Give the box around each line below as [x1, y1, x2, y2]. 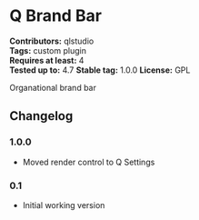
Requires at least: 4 [9, 55, 85, 65]
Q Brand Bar [9, 5, 103, 26]
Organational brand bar [9, 82, 97, 93]
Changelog [9, 108, 74, 124]
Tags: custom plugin [9, 45, 86, 55]
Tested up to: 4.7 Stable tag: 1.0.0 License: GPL [9, 65, 191, 75]
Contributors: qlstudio [9, 35, 95, 46]
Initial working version [22, 199, 105, 210]
